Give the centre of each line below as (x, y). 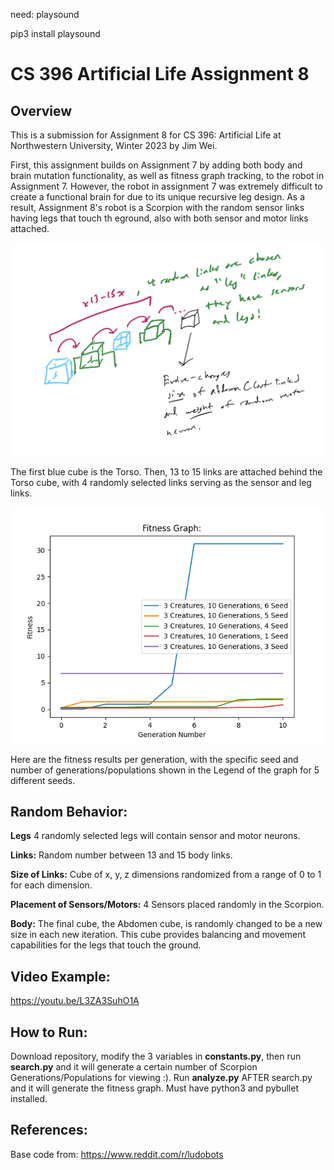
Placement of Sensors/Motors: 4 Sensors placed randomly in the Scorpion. (167, 905)
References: (49, 1130)
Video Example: (60, 976)
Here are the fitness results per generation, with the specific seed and (154, 759)
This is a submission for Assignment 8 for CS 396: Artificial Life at (146, 135)
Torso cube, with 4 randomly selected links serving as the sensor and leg (161, 482)
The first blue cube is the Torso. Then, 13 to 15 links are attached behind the (166, 471)
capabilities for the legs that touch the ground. (106, 945)
